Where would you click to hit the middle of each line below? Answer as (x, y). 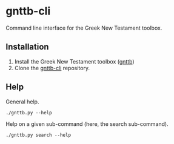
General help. (22, 102)
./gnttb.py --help (29, 113)
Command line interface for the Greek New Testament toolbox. (84, 28)
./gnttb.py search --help (38, 135)
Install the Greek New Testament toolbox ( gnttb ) (74, 61)
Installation (27, 47)
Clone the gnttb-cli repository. (52, 68)
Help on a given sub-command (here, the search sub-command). (87, 124)
